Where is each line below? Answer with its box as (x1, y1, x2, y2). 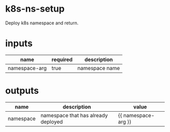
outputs (5, 85, 39, 96)
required (51, 56, 73, 63)
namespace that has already (40, 112, 108, 119)
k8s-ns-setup (5, 3, 65, 15)
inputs (5, 38, 33, 49)
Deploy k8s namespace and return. (5, 20, 78, 26)
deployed (40, 118, 63, 125)
